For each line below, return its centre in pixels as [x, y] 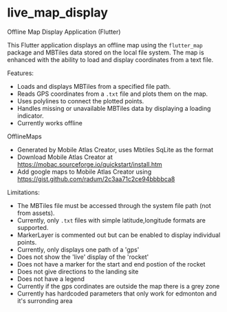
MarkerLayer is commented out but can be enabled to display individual [119, 235]
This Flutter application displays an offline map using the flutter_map [105, 45]
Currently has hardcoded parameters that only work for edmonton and [117, 293]
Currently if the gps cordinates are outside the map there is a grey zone [118, 286]
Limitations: [23, 192]
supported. [33, 227]
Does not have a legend [51, 279]
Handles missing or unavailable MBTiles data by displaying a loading [114, 108]
